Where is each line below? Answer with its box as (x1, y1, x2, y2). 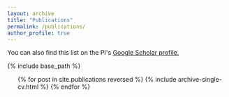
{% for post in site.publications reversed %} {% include (17, 76, 177, 84)
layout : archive (7, 10, 54, 17)
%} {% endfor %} (40, 82, 91, 91)
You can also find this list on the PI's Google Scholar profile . (7, 48, 179, 57)
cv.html (17, 82, 39, 91)
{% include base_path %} (7, 62, 81, 70)
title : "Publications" (7, 17, 73, 24)
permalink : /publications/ (7, 23, 86, 30)
